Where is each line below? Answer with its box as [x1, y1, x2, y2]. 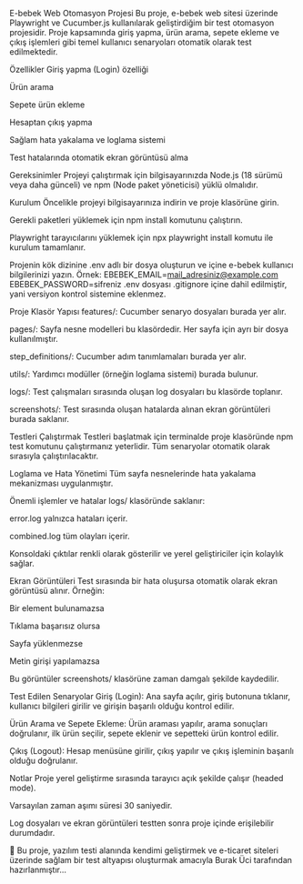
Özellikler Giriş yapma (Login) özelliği [9, 64, 149, 75]
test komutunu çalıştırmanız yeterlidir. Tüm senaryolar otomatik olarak [9, 441, 271, 451]
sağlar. [9, 558, 35, 568]
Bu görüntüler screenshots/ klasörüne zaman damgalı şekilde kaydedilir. [9, 673, 279, 684]
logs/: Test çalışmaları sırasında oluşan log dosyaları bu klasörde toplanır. [9, 387, 284, 397]
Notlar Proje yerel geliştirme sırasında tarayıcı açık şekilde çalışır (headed [9, 773, 284, 783]
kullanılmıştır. [9, 334, 59, 344]
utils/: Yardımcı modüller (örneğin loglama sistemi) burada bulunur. [9, 368, 259, 379]
